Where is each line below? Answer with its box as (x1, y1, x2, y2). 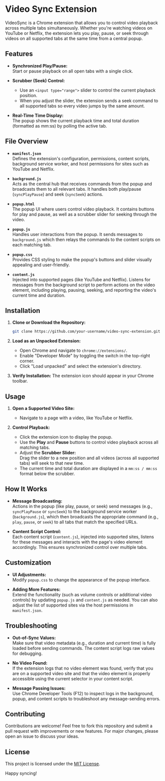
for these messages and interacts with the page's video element (12, 539, 143, 545)
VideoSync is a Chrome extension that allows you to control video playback (5, 20, 159, 26)
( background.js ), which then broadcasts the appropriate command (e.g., (12, 513, 159, 519)
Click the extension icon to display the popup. (19, 434, 113, 440)
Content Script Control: (12, 528, 62, 534)
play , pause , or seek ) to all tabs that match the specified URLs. (12, 519, 138, 525)
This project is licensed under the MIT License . (5, 761, 100, 767)
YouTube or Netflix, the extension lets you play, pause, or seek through (5, 30, 149, 36)
